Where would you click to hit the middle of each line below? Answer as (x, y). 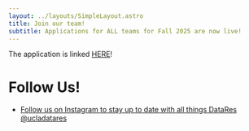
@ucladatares (44, 118)
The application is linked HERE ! (60, 55)
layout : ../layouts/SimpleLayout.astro (76, 16)
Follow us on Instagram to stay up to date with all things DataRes (129, 110)
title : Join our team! (47, 24)
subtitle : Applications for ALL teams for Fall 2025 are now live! (125, 31)
